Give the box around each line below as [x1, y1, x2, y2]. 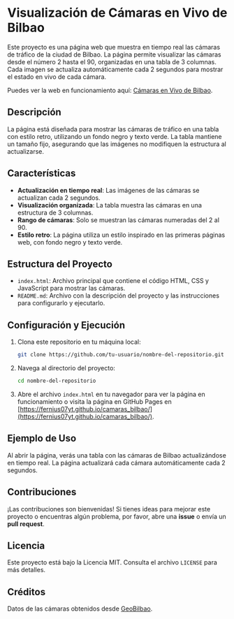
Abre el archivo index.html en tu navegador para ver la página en [17, 390, 206, 398]
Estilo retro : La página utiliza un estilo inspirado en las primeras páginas [17, 231, 226, 239]
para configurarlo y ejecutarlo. [17, 299, 105, 307]
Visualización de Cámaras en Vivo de [7, 5, 228, 21]
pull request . [7, 519, 45, 528]
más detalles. [7, 566, 46, 574]
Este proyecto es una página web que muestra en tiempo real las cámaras [7, 43, 221, 51]
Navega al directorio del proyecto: [17, 364, 115, 372]
